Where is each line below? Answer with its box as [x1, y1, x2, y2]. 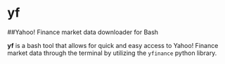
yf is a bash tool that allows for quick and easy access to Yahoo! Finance [7, 41, 219, 49]
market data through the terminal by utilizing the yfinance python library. [7, 49, 217, 57]
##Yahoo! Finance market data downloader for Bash [7, 28, 159, 36]
